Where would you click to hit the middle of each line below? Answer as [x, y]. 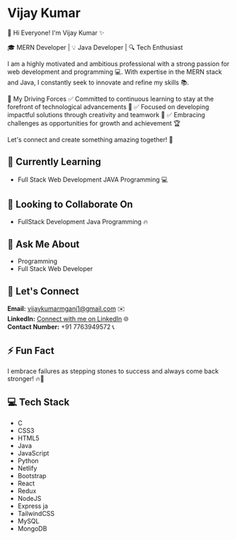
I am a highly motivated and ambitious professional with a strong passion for [118, 64]
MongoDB [32, 528]
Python [28, 461]
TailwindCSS [36, 513]
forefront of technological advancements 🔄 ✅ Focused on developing [108, 106]
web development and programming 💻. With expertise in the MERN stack [115, 72]
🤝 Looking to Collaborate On [70, 205]
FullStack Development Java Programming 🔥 [83, 221]
